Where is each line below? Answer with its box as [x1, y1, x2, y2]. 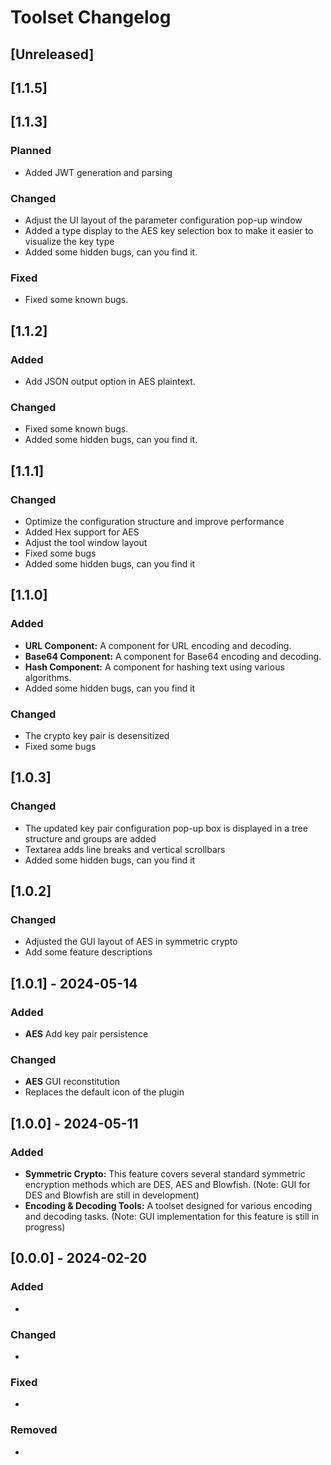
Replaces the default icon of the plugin [24, 1086, 185, 1098]
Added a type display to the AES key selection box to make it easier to [24, 224, 314, 236]
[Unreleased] [10, 46, 95, 63]
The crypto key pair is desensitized [24, 729, 170, 741]
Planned [10, 144, 52, 158]
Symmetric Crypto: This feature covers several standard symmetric [24, 1167, 306, 1180]
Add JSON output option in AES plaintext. [24, 375, 196, 387]
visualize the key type [24, 235, 115, 247]
